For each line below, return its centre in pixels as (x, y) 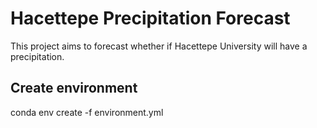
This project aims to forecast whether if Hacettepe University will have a (159, 46)
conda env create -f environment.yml (87, 112)
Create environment (74, 88)
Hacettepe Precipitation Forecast (150, 18)
